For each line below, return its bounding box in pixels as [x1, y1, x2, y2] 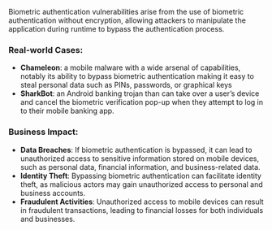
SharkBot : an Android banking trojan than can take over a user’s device [19, 89, 260, 98]
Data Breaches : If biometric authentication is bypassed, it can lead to [19, 145, 253, 154]
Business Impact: [8, 126, 79, 137]
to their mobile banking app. [19, 106, 115, 116]
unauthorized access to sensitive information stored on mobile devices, [19, 154, 260, 163]
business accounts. [19, 188, 86, 197]
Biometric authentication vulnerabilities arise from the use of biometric [8, 7, 244, 16]
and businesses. [19, 214, 76, 223]
